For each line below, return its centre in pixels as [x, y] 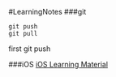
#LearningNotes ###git [47, 12]
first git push [30, 49]
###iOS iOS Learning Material [58, 64]
